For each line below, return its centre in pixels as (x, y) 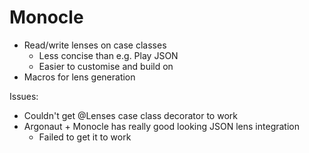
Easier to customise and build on (106, 66)
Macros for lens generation (79, 77)
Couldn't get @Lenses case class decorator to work (130, 115)
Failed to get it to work (85, 137)
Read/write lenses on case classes (95, 45)
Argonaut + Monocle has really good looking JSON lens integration (161, 126)
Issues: (24, 96)
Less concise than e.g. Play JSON (108, 55)
